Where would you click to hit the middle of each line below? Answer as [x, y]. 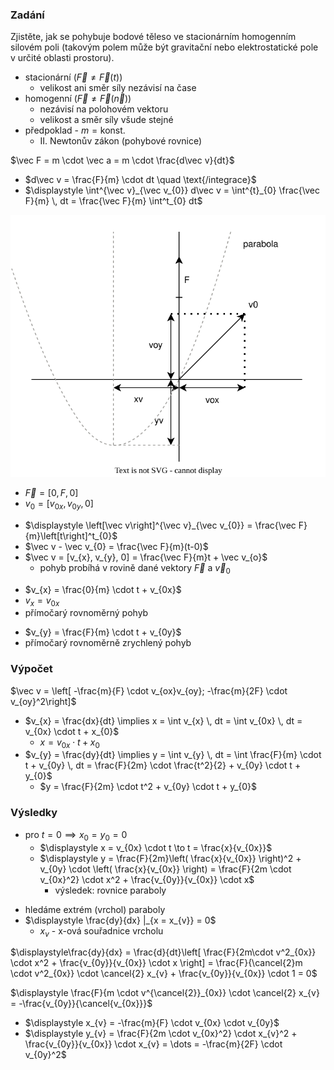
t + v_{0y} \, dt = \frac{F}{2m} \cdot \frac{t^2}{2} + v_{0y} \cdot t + [163, 765]
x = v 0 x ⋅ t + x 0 [69, 743]
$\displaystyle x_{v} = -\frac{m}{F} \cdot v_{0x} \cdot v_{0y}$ [152, 1023]
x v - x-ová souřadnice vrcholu [101, 931]
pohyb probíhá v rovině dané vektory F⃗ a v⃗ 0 [135, 568]
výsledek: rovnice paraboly [110, 890]
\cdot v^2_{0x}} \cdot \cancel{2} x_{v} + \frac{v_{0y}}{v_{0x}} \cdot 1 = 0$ [164, 974]
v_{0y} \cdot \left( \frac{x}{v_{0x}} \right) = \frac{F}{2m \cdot [165, 869]
